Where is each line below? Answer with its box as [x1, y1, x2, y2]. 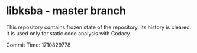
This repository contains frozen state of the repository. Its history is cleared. [6, 24, 191, 31]
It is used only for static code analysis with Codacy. [6, 29, 131, 37]
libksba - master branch [6, 4, 126, 18]
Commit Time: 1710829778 [6, 41, 71, 48]
